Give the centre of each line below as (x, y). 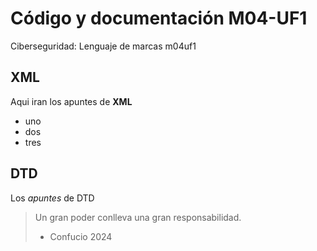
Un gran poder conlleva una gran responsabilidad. (138, 217)
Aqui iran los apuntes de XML (71, 101)
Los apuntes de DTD (52, 198)
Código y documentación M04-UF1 (159, 18)
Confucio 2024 (81, 236)
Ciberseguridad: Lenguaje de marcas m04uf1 (103, 46)
